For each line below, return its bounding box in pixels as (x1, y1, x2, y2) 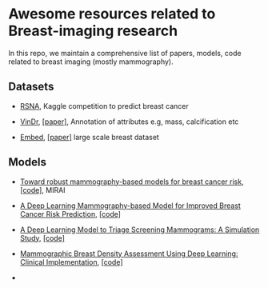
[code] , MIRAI (19, 185, 66, 194)
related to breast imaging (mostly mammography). (8, 57, 174, 66)
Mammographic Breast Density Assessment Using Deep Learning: (19, 249, 238, 258)
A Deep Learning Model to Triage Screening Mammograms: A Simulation (19, 225, 260, 234)
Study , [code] (19, 233, 66, 242)
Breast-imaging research (8, 22, 178, 40)
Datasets (8, 80, 54, 94)
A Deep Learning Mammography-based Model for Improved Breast (19, 201, 242, 210)
